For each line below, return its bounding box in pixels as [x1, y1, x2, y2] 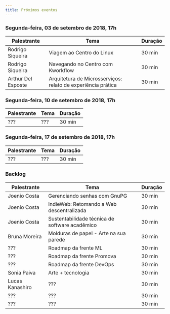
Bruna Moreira [8, 233, 42, 240]
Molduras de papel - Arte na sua [48, 230, 126, 237]
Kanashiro [8, 284, 32, 291]
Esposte [8, 81, 27, 88]
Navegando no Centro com [49, 60, 113, 68]
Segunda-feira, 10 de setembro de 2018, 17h [5, 97, 115, 104]
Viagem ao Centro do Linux [49, 49, 114, 56]
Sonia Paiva [8, 269, 36, 276]
